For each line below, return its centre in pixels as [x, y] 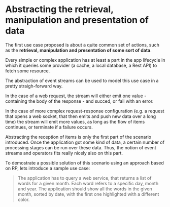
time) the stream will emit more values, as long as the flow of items [75, 121]
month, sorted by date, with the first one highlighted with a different [88, 194]
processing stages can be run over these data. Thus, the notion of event [81, 147]
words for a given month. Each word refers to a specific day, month [88, 183]
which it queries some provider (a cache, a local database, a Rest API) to [81, 65]
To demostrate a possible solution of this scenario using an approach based [84, 162]
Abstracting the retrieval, [59, 9]
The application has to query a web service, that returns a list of [84, 178]
